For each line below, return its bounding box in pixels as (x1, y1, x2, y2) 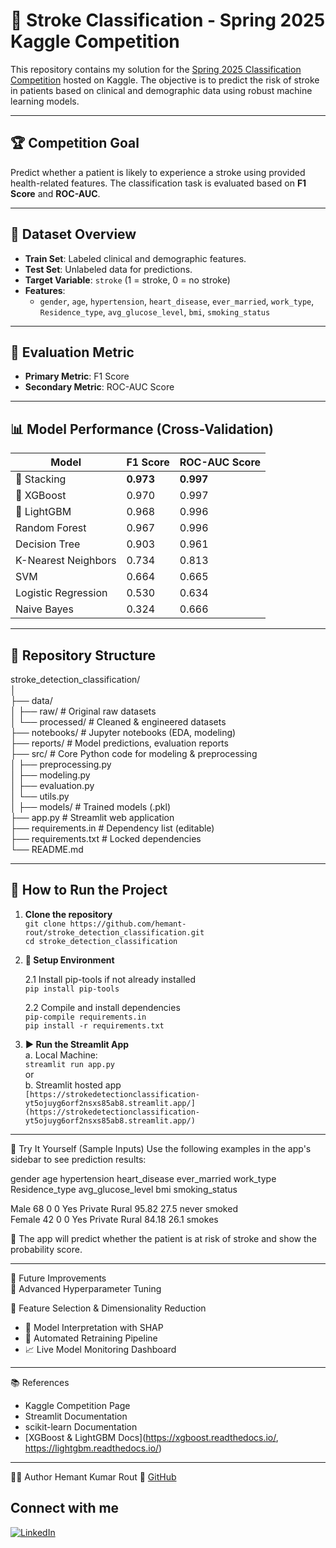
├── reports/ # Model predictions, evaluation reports (10, 737, 229, 749)
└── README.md (10, 844, 84, 855)
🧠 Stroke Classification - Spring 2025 (10, 9, 326, 32)
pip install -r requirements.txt (24, 1020, 165, 1031)
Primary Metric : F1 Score (24, 370, 130, 383)
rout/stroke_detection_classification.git (24, 927, 205, 938)
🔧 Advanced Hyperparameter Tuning (10, 1282, 162, 1294)
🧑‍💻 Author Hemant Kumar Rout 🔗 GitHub (10, 1470, 177, 1483)
